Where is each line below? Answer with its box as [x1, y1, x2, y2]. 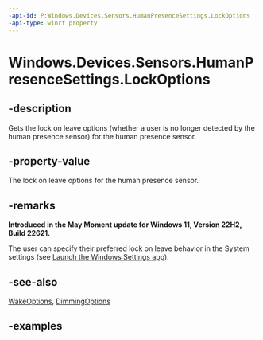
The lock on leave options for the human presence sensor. [8, 176, 199, 186]
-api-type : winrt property [8, 19, 98, 27]
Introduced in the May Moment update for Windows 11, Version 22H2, [8, 220, 242, 229]
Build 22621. [8, 229, 50, 238]
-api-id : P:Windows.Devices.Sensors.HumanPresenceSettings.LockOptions [8, 11, 250, 20]
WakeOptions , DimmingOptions [8, 296, 111, 306]
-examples [8, 319, 63, 333]
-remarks [8, 198, 56, 212]
